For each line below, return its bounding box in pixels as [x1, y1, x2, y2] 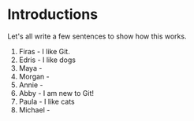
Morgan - [18, 71, 50, 81]
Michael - [18, 104, 50, 115]
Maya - [18, 63, 43, 72]
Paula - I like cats [18, 97, 76, 106]
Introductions [7, 5, 99, 24]
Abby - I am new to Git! [18, 88, 95, 97]
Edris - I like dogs [18, 55, 76, 64]
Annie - [18, 80, 43, 90]
